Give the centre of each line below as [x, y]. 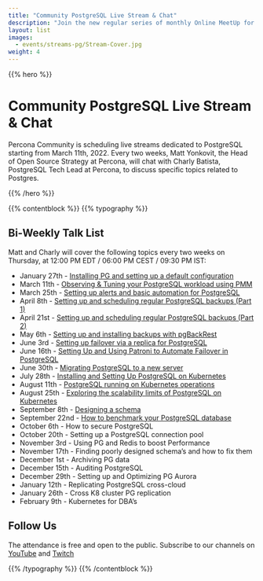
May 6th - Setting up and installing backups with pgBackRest [118, 334]
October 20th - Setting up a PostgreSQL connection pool [111, 434]
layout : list [29, 30]
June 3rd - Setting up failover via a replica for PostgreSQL [113, 342]
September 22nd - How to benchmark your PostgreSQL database [125, 417]
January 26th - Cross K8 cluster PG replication [95, 493]
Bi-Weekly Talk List [56, 233]
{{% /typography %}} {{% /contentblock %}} [80, 568]
